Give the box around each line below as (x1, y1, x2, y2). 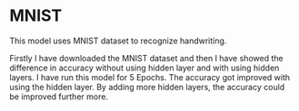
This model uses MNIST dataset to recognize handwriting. (9, 35, 227, 46)
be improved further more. (9, 91, 109, 102)
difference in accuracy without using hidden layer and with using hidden (9, 62, 280, 73)
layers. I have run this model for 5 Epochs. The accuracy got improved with (9, 71, 291, 82)
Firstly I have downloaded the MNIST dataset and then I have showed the (9, 52, 284, 63)
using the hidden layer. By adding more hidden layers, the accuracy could (9, 81, 285, 92)
